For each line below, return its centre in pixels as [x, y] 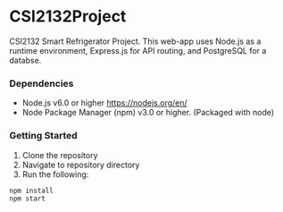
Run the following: [55, 174]
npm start [28, 199]
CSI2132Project [68, 17]
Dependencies [42, 83]
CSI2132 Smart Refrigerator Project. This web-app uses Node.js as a [135, 41]
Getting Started [43, 136]
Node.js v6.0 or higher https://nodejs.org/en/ [104, 103]
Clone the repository [60, 155]
